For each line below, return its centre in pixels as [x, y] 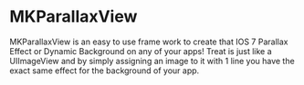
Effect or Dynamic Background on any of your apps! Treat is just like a [141, 51]
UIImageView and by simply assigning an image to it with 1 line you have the [152, 61]
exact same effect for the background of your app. [105, 71]
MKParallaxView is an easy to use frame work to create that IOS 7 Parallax [149, 42]
